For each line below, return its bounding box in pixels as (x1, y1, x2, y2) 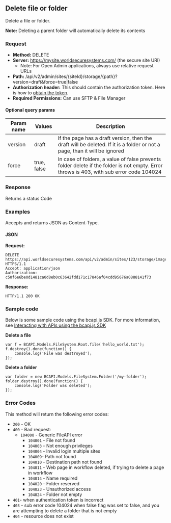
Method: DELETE (12, 52, 49, 58)
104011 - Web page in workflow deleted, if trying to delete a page (27, 464, 164, 470)
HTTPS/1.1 (5, 261, 26, 267)
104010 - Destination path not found (27, 459, 102, 465)
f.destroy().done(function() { (5, 347, 72, 352)
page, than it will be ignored (58, 147, 125, 154)
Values (35, 123, 52, 130)
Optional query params (5, 107, 55, 113)
